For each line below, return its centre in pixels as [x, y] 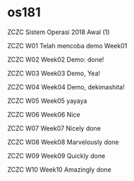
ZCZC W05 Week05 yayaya [47, 101]
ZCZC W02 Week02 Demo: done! [56, 59]
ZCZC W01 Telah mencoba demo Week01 [67, 45]
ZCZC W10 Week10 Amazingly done [59, 169]
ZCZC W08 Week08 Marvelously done [63, 142]
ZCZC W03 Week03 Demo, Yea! [54, 73]
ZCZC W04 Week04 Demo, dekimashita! [66, 87]
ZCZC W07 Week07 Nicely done [54, 128]
